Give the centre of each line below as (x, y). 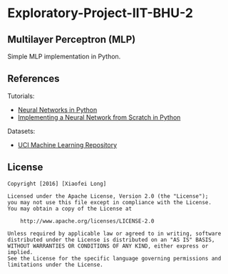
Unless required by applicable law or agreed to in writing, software (114, 233)
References (33, 79)
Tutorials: (21, 96)
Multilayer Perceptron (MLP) (72, 39)
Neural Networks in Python (57, 110)
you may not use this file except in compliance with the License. (110, 202)
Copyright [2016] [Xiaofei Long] (57, 184)
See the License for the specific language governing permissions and (114, 258)
